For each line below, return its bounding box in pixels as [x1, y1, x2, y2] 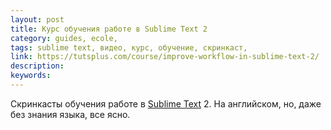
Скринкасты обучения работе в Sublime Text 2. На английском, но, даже [10, 97, 322, 110]
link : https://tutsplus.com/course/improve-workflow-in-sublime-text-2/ [10, 52, 320, 62]
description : [10, 61, 65, 71]
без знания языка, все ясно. [10, 108, 131, 120]
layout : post [10, 14, 65, 25]
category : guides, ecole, [10, 33, 118, 43]
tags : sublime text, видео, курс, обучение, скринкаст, [10, 42, 248, 53]
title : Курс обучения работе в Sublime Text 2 [10, 24, 208, 34]
